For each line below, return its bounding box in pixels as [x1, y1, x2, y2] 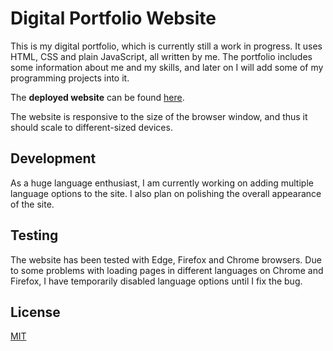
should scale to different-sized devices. [10, 121, 173, 133]
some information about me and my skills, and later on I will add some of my [10, 61, 324, 73]
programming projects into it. [10, 72, 130, 84]
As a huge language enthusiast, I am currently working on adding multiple [10, 177, 314, 189]
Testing [10, 227, 59, 244]
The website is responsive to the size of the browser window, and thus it [10, 110, 308, 122]
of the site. [10, 198, 55, 210]
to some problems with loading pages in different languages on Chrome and [10, 264, 324, 276]
